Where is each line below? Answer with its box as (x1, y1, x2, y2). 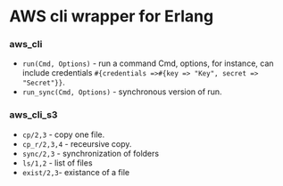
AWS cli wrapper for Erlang (9, 6, 214, 27)
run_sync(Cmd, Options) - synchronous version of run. (21, 86, 222, 97)
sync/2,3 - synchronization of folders (21, 148, 159, 158)
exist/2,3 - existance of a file (21, 166, 130, 177)
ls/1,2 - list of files (21, 158, 93, 168)
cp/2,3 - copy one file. (21, 129, 105, 140)
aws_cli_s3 (9, 109, 58, 121)
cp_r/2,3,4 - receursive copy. (21, 138, 132, 149)
